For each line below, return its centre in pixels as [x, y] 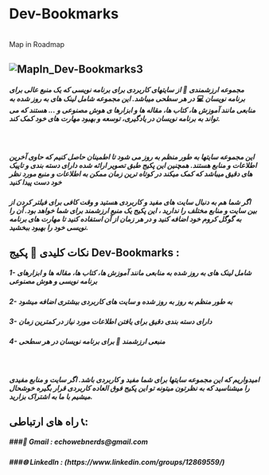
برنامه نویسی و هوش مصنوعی [53, 281]
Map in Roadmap [37, 44]
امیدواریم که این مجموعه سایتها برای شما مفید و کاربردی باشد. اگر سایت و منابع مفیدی [134, 380]
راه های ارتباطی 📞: [49, 421]
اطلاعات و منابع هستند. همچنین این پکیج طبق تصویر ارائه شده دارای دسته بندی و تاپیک [133, 165]
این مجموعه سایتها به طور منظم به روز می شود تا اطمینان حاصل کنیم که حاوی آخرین [132, 157]
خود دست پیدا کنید [35, 182]
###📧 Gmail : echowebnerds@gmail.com [78, 442]
